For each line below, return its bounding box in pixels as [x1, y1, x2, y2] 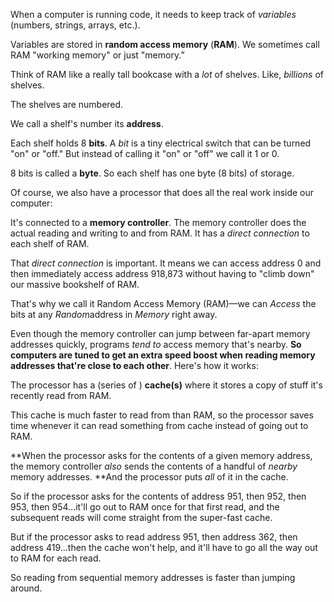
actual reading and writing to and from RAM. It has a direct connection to [10, 227, 310, 239]
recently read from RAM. [10, 390, 112, 401]
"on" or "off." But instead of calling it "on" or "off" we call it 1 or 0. [10, 148, 280, 159]
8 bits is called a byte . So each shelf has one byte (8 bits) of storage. [10, 167, 295, 179]
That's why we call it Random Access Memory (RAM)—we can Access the [10, 298, 317, 309]
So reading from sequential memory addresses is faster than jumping [10, 572, 296, 583]
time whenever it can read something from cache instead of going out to [10, 420, 309, 431]
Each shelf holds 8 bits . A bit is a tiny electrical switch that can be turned [10, 137, 312, 149]
